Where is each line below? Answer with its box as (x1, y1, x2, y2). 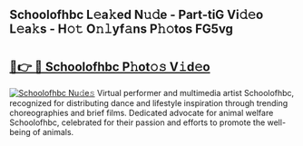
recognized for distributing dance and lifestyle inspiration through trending (9, 98, 288, 108)
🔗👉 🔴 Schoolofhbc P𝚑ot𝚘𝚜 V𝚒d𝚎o (9, 59, 210, 74)
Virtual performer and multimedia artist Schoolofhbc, (96, 88, 295, 98)
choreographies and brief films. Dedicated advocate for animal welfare (9, 108, 274, 118)
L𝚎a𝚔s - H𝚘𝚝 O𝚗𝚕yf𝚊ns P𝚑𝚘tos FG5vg (9, 22, 234, 37)
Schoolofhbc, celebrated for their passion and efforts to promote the (9, 117, 266, 128)
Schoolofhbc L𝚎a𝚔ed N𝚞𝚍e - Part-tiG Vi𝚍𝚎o (9, 7, 264, 23)
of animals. (32, 127, 74, 137)
